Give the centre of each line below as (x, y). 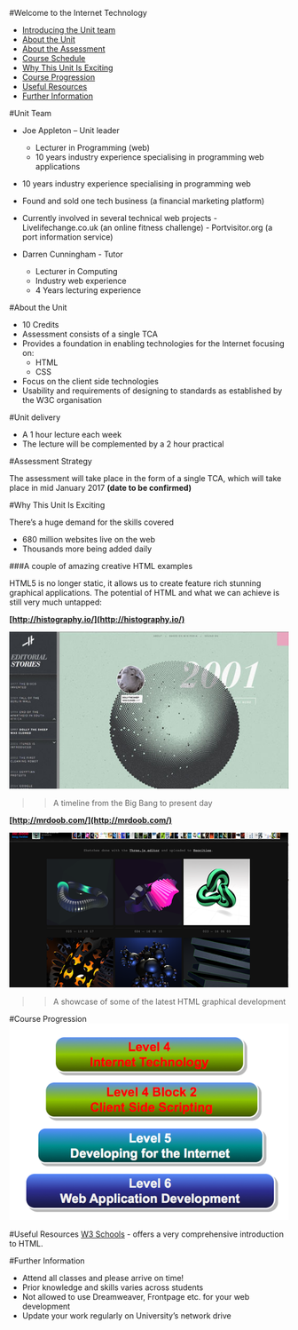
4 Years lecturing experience (88, 290)
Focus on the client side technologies (90, 381)
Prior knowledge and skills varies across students (113, 1287)
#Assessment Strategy (51, 461)
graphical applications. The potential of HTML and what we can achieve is (145, 593)
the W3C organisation (62, 400)
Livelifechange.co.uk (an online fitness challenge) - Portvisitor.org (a (147, 227)
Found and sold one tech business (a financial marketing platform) (143, 201)
